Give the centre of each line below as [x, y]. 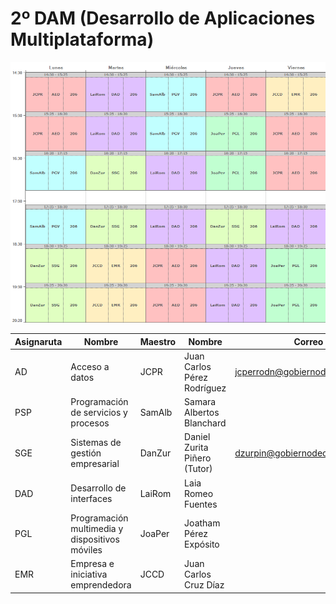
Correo [308, 341]
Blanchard [205, 423]
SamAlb [156, 413]
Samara [200, 402]
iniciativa [89, 574]
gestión [86, 453]
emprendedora [101, 585]
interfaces [91, 499]
